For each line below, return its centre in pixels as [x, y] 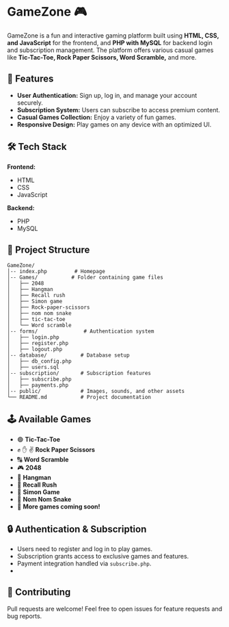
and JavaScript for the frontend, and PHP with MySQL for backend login [110, 42]
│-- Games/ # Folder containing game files [85, 278]
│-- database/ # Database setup [68, 355]
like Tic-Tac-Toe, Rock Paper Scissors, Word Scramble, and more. [102, 57]
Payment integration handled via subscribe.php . [84, 563]
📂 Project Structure [49, 249]
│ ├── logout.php [35, 349]
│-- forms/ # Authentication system [81, 331]
